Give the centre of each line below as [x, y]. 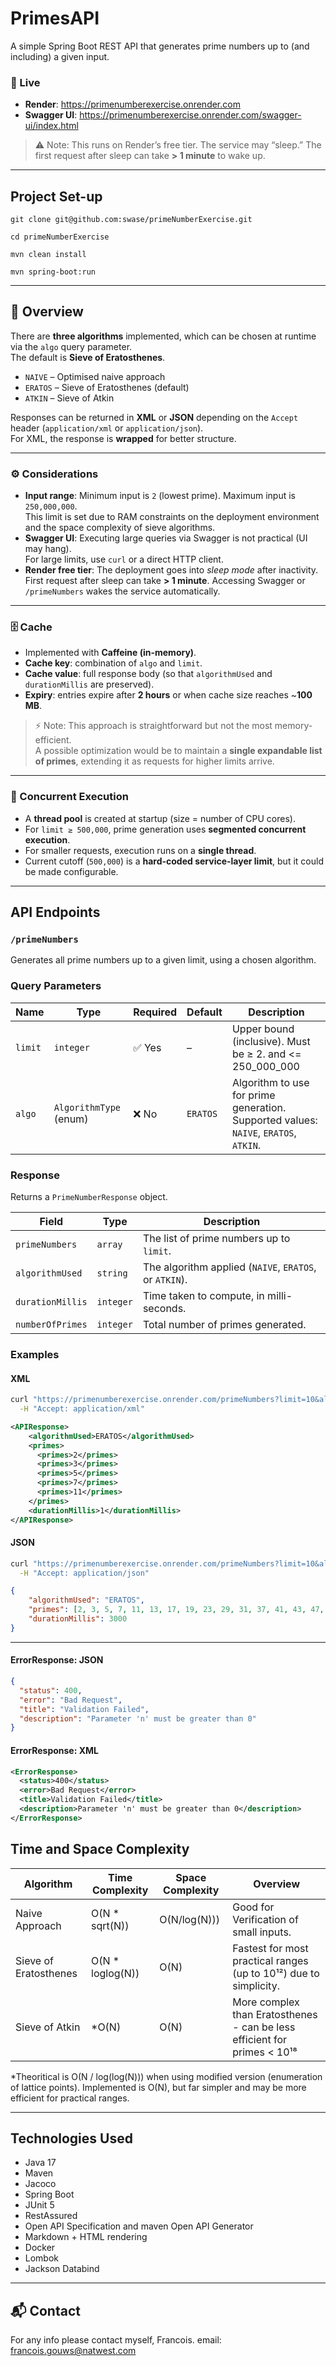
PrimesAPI [55, 18]
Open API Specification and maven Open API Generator [139, 2226]
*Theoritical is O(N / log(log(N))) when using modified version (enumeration [166, 2076]
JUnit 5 [39, 2205]
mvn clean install [48, 255]
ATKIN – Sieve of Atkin [69, 398]
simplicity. [256, 1985]
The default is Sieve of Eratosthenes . [88, 357]
